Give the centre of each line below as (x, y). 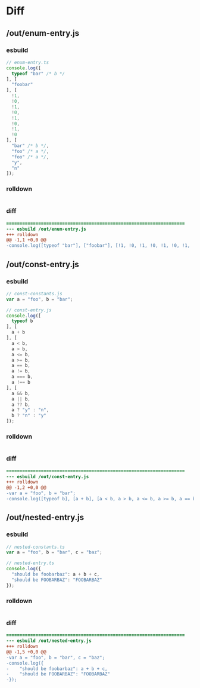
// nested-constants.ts (36, 547)
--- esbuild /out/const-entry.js (48, 476)
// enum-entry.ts (28, 62)
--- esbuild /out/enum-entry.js (46, 229)
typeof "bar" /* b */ (38, 74)
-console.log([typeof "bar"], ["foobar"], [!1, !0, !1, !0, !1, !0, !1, (98, 246)
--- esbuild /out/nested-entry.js (49, 641)
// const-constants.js (34, 293)
